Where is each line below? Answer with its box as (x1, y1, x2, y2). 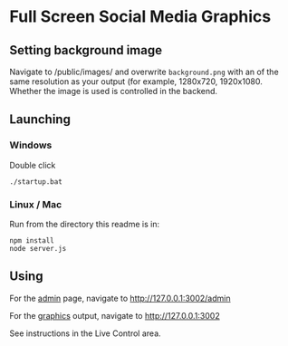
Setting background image (9, 43, 163, 58)
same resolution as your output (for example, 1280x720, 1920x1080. (9, 76, 263, 87)
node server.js (9, 244, 67, 253)
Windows (9, 139, 53, 151)
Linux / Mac (9, 197, 62, 210)
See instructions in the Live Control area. (9, 328, 161, 339)
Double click (9, 159, 56, 170)
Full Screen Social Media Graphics (9, 6, 272, 27)
